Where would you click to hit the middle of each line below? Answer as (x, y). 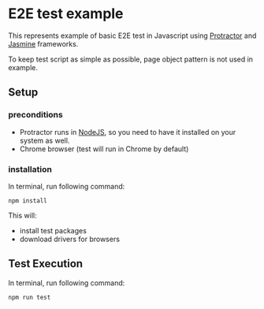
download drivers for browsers (70, 239)
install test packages (53, 230)
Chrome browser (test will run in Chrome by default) (104, 149)
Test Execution (46, 264)
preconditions (35, 115)
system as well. (45, 140)
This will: (22, 215)
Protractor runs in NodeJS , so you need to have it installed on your (128, 132)
